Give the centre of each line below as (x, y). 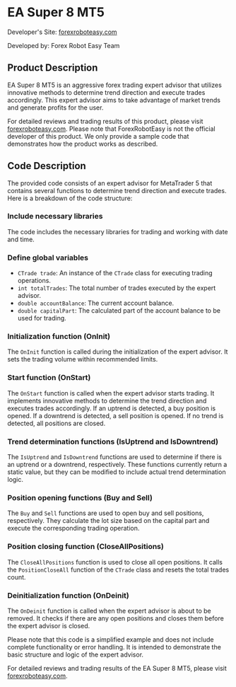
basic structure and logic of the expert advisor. (75, 654)
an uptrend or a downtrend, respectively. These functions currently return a (117, 465)
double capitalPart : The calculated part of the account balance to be (119, 311)
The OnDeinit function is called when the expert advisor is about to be (110, 611)
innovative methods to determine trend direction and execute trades (106, 92)
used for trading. (42, 318)
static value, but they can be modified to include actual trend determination (117, 472)
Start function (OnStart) (49, 378)
